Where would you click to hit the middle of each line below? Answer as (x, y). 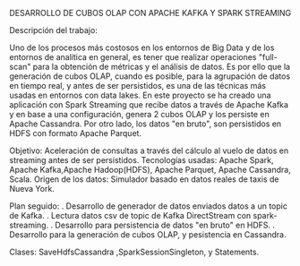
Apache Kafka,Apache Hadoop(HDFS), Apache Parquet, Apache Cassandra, (150, 170)
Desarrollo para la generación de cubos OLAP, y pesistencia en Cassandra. (148, 235)
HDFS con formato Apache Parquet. (75, 133)
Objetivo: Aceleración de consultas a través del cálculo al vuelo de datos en (149, 150)
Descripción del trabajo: (54, 30)
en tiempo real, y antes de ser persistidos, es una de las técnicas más (138, 86)
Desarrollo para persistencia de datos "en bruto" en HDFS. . (165, 225)
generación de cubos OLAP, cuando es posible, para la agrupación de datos (150, 76)
